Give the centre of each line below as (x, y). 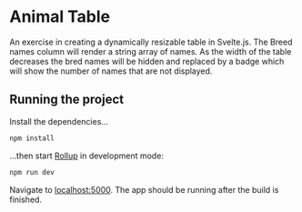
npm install (32, 138)
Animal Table (60, 17)
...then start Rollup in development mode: (86, 156)
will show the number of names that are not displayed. (111, 71)
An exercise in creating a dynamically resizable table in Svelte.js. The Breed (151, 42)
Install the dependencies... (59, 121)
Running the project (67, 100)
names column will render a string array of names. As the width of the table (151, 51)
